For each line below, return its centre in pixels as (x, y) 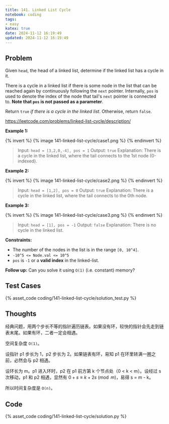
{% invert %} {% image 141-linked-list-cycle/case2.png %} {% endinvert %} (84, 180)
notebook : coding (23, 15)
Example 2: (17, 171)
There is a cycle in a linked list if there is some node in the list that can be (81, 86)
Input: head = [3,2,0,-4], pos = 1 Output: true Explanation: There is (89, 150)
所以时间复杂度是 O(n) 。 (30, 388)
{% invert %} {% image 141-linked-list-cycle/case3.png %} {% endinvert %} (84, 215)
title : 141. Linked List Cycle (38, 10)
